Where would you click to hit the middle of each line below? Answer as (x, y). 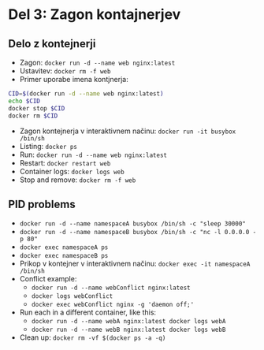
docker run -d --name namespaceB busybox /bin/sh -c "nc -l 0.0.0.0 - (138, 233)
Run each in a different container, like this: (87, 312)
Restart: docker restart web (65, 162)
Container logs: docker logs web (72, 171)
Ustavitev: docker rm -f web (65, 71)
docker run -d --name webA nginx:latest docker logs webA (128, 322)
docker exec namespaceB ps (64, 256)
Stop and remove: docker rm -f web (78, 180)
